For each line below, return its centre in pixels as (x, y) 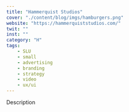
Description (21, 102)
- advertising (35, 62)
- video (27, 79)
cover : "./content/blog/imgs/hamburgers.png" (65, 18)
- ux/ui (27, 85)
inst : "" (17, 35)
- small (27, 57)
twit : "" (17, 29)
